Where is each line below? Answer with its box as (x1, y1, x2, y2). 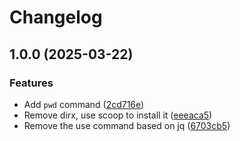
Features (9, 76, 54, 90)
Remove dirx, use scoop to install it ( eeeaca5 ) (23, 109, 213, 121)
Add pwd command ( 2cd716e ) (23, 98, 145, 110)
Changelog (9, 6, 103, 29)
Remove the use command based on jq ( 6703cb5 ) (23, 119, 231, 131)
